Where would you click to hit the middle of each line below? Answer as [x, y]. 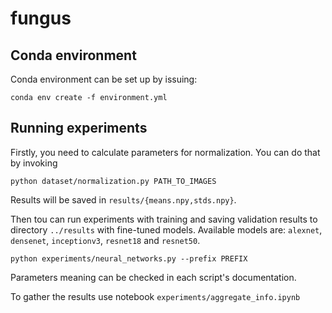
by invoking [34, 163]
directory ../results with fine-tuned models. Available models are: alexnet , [166, 229]
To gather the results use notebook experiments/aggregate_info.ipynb [155, 296]
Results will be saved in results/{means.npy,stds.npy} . [123, 199]
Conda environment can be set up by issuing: [104, 79]
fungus [41, 18]
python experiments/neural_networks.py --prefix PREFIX [129, 258]
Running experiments [79, 128]
